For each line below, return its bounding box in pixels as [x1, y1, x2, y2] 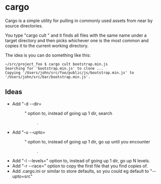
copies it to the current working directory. [5, 43, 89, 48]
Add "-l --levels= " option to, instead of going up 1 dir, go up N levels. [12, 158, 150, 163]
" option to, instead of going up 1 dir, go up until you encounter [24, 138, 150, 144]
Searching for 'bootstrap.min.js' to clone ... [5, 66, 104, 71]
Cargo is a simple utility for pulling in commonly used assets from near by [5, 18, 153, 23]
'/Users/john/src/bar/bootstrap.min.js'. [5, 74, 91, 79]
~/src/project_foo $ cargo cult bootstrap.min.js [5, 62, 108, 67]
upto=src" [12, 173, 33, 179]
